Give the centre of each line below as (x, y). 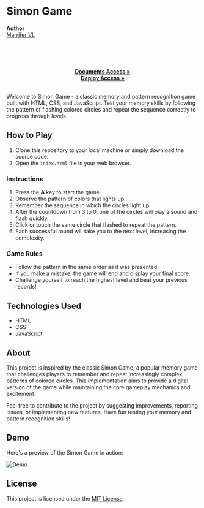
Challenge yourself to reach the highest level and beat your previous (101, 280)
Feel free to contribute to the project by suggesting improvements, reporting (102, 405)
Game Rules (24, 254)
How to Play (30, 135)
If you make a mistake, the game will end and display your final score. (103, 273)
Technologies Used (44, 305)
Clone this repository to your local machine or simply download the (100, 150)
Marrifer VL (21, 34)
